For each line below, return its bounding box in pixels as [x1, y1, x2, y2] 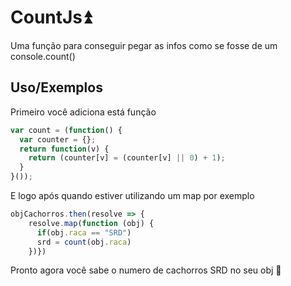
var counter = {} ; [19, 134, 97, 145]
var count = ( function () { [10, 125, 123, 135]
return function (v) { [19, 144, 110, 154]
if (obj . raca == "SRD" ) [36, 227, 132, 238]
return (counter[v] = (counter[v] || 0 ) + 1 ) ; [28, 153, 226, 163]
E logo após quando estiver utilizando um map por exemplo [10, 190, 255, 201]
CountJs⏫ [10, 6, 92, 29]
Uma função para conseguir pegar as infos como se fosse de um [10, 39, 278, 51]
